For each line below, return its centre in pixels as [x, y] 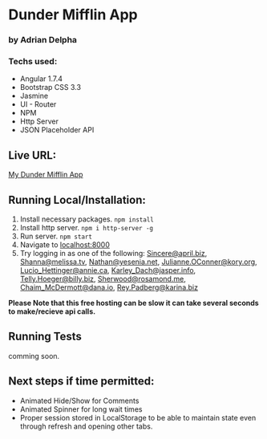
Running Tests [45, 337]
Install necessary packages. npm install [87, 219]
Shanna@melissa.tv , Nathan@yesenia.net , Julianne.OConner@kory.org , [139, 262]
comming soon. [34, 356]
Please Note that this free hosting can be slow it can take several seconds [133, 303]
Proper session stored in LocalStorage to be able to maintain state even [138, 417]
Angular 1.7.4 [41, 79]
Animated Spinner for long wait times [81, 409]
